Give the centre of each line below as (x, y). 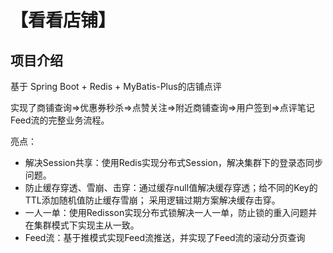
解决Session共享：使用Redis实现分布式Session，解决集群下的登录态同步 (174, 162)
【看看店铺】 (63, 20)
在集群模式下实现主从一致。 (82, 225)
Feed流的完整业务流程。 (60, 120)
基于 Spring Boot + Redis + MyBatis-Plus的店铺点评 (116, 86)
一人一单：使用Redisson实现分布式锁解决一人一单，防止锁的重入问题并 (171, 212)
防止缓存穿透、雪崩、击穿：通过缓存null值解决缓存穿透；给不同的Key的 (171, 187)
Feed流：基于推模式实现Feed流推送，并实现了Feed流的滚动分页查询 (165, 237)
